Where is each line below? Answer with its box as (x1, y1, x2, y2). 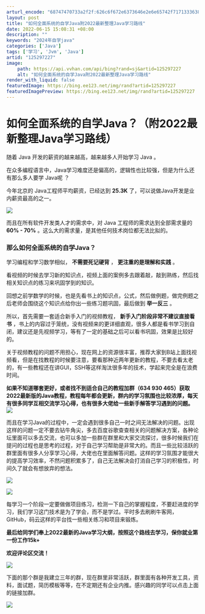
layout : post (6, 15, 40, 21)
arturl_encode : (6, 9, 45, 15)
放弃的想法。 (43, 465, 76, 472)
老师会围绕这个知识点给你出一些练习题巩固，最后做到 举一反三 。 (11, 300, 175, 307)
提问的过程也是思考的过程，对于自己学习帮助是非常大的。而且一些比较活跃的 (6, 442, 199, 449)
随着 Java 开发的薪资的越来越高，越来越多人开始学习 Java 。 (6, 153, 160, 161)
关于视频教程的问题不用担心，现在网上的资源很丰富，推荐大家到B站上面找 (6, 349, 192, 356)
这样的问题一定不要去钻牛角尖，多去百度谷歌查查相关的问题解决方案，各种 (6, 426, 193, 434)
